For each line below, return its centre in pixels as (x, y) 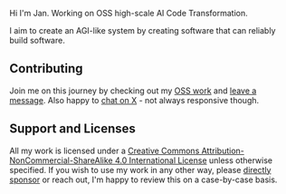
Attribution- (223, 150)
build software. (37, 40)
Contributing (46, 68)
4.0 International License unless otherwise (194, 160)
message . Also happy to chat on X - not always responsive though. (134, 100)
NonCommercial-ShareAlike (61, 160)
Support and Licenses (72, 129)
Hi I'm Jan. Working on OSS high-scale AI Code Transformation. (129, 13)
